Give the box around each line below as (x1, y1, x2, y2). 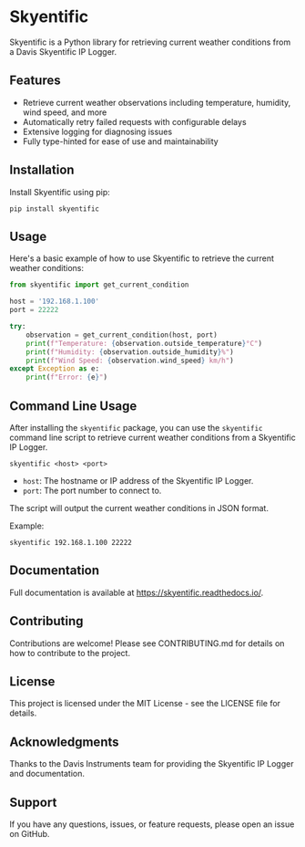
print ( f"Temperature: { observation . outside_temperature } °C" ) (25, 339, 262, 348)
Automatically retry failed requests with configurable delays (22, 116, 248, 127)
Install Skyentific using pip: (9, 186, 111, 197)
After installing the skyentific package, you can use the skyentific (9, 422, 263, 433)
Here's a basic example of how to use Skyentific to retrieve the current (9, 253, 275, 264)
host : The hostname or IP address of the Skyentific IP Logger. (22, 475, 254, 486)
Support (9, 794, 57, 810)
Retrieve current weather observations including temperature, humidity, (22, 97, 291, 108)
